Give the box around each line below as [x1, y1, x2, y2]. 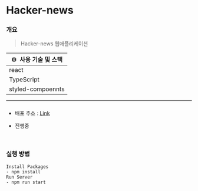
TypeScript [9, 75, 39, 84]
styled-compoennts [9, 85, 65, 93]
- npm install [6, 169, 41, 174]
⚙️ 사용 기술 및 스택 [11, 55, 63, 64]
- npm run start [6, 179, 46, 185]
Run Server [6, 174, 33, 180]
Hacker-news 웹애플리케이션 [20, 40, 88, 47]
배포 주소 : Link [14, 110, 50, 117]
